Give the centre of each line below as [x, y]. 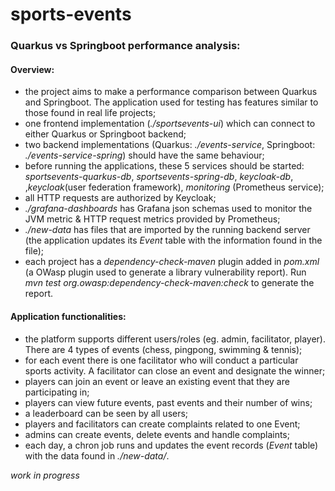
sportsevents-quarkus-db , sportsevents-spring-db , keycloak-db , [159, 177]
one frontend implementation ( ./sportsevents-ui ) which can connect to [170, 124]
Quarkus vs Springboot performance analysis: [125, 46]
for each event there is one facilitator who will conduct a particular [161, 360]
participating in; [57, 392]
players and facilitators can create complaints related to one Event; [162, 424]
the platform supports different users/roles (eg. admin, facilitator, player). [175, 339]
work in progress [45, 475]
